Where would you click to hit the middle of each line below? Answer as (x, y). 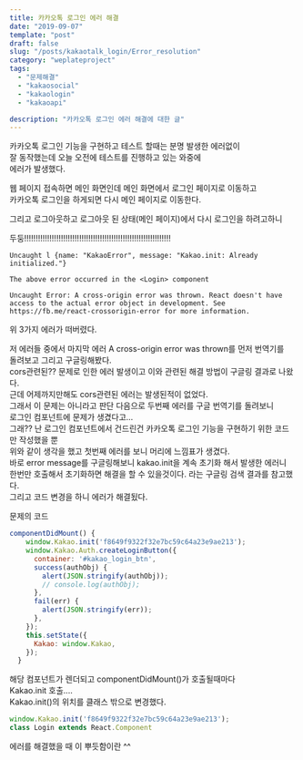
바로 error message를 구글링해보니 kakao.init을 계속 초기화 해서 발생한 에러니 (148, 463)
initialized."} (38, 264)
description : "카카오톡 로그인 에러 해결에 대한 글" (97, 119)
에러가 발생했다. (38, 169)
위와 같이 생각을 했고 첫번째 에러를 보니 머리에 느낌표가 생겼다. (120, 451)
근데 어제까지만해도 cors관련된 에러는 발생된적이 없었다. (109, 395)
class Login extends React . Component (81, 728)
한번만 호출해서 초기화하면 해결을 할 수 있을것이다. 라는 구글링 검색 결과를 (139, 474)
